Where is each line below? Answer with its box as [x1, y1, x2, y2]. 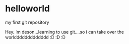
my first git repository [5, 19, 50, 25]
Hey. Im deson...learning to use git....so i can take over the [5, 29, 124, 35]
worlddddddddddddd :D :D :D [5, 34, 66, 40]
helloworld [5, 3, 50, 14]
